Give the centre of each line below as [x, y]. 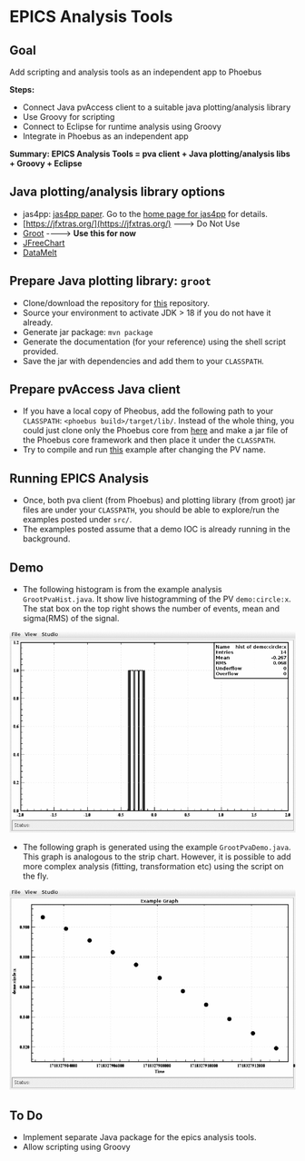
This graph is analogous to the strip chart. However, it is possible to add [157, 857]
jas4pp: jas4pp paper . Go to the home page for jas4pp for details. [145, 213]
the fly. [35, 876]
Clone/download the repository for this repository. [116, 303]
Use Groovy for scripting [69, 117]
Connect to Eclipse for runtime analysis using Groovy [122, 126]
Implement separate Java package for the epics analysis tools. [139, 1137]
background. [46, 539]
